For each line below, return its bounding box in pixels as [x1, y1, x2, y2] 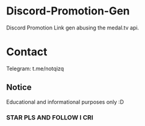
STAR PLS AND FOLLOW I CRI [6, 113, 93, 121]
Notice [6, 82, 32, 92]
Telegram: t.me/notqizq [6, 65, 64, 72]
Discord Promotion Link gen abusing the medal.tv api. [6, 24, 140, 31]
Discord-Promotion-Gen [6, 4, 131, 18]
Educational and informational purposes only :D [6, 98, 125, 106]
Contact [6, 45, 48, 59]
